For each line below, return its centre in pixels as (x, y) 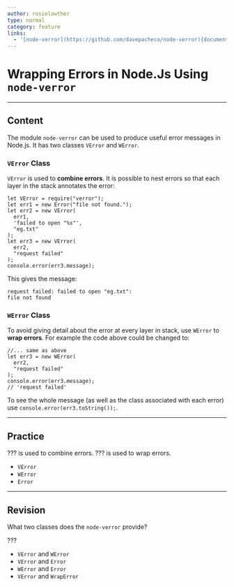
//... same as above (37, 351)
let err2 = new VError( (42, 211)
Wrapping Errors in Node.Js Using (108, 74)
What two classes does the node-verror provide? (77, 527)
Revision (26, 510)
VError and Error (42, 561)
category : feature (34, 27)
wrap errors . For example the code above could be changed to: (99, 338)
